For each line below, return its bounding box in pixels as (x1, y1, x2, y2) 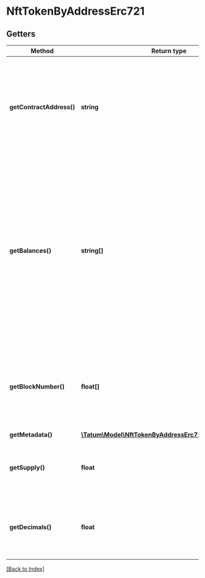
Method (30, 47, 54, 55)
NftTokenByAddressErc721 (6, 4, 145, 18)
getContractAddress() (9, 103, 75, 111)
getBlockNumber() (9, 382, 65, 390)
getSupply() (9, 463, 45, 472)
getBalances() (9, 246, 52, 255)
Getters (6, 29, 36, 39)
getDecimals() (9, 523, 52, 531)
